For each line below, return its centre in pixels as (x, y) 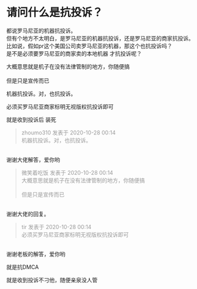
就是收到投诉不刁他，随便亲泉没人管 (52, 280)
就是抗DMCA (23, 267)
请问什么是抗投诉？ (55, 13)
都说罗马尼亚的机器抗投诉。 (41, 31)
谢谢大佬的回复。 (28, 214)
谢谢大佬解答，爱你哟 (33, 159)
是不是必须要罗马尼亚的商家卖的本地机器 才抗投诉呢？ (74, 53)
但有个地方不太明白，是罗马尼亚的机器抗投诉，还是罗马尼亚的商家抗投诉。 (100, 38)
